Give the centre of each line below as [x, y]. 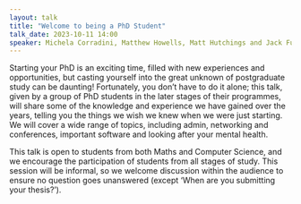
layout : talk [34, 17]
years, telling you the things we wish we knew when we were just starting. [146, 115]
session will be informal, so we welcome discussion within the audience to [146, 171]
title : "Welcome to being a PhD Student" [88, 26]
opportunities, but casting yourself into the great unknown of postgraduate [147, 78]
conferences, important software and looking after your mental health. [139, 134]
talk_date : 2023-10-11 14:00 [64, 34]
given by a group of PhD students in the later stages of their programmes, [146, 97]
